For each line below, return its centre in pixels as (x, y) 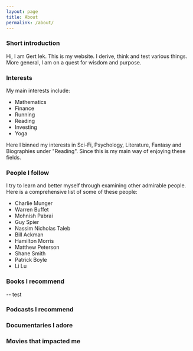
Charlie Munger (34, 203)
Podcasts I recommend (40, 310)
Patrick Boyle (31, 260)
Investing (26, 127)
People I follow (27, 173)
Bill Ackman (29, 235)
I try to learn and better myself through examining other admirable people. (96, 186)
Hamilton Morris (34, 241)
